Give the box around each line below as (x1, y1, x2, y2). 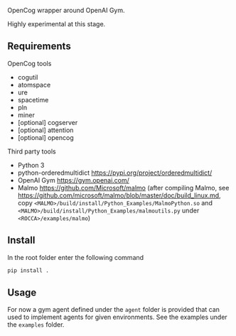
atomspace (17, 80, 51, 89)
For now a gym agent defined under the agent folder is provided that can (7, 305, 220, 314)
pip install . (7, 266, 50, 274)
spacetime (17, 95, 49, 104)
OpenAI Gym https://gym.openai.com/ (17, 175, 130, 184)
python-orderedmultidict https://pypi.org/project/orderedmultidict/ (17, 168, 213, 177)
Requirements (7, 40, 71, 53)
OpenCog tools (7, 59, 52, 67)
